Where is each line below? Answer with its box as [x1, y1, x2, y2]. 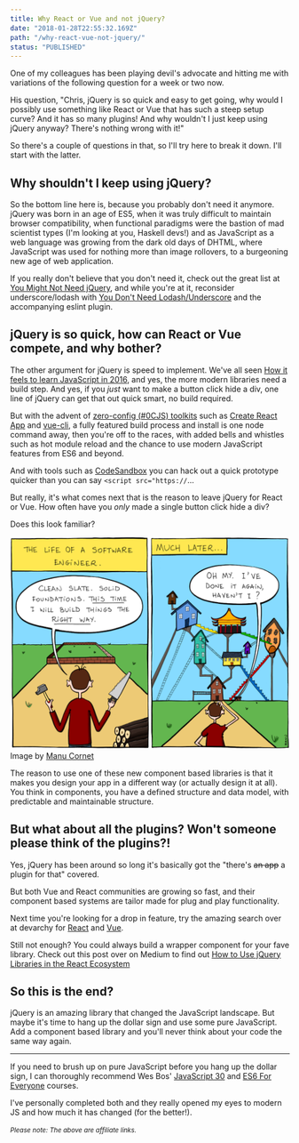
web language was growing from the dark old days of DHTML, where [10, 237, 263, 248]
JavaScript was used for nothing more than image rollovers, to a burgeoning [10, 246, 289, 257]
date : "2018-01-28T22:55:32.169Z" [10, 23, 138, 33]
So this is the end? [10, 984, 114, 999]
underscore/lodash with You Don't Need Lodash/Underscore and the [10, 292, 262, 302]
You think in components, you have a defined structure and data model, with [10, 786, 289, 797]
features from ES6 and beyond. [10, 447, 125, 458]
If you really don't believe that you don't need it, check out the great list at [10, 273, 280, 284]
